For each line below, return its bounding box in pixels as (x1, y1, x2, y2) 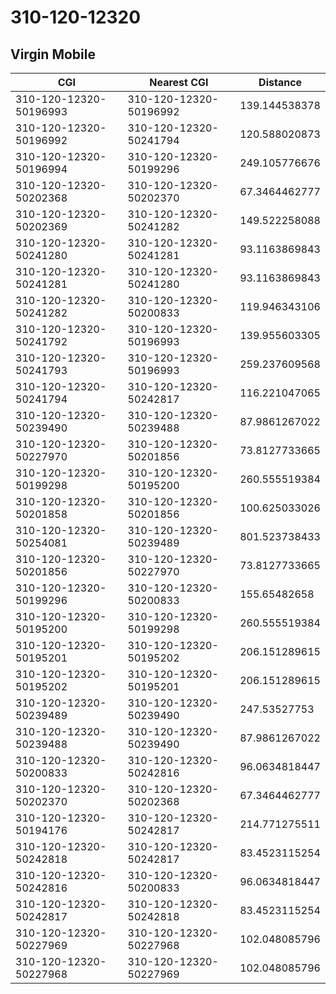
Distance (258, 76, 303, 89)
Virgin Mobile (10, 46, 96, 63)
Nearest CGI (149, 76, 209, 89)
